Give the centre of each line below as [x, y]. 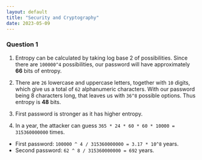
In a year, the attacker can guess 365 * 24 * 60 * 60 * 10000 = [95, 125]
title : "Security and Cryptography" [53, 18]
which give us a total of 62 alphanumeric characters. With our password [105, 89]
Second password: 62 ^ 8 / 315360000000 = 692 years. [85, 150]
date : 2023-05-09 [28, 23]
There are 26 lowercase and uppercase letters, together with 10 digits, [103, 82]
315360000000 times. [40, 132]
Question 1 [22, 44]
